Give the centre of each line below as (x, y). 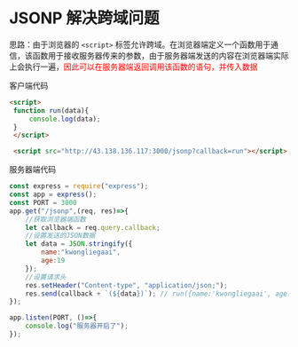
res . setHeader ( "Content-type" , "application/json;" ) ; (126, 285)
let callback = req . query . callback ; (93, 227)
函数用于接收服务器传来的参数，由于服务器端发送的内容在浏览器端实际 (161, 55)
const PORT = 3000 (43, 202)
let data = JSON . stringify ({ (79, 244)
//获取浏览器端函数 (56, 219)
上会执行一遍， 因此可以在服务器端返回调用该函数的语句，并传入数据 (133, 67)
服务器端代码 (32, 170)
